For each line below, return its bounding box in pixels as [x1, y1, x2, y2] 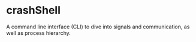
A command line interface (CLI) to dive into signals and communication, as [6, 23, 190, 30]
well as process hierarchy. [6, 29, 71, 36]
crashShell [6, 4, 61, 17]
